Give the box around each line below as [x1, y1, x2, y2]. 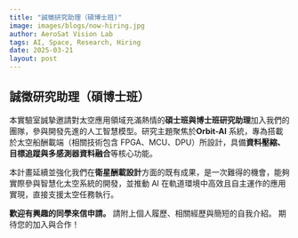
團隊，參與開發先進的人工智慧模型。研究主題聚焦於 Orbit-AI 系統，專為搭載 [9, 125, 284, 136]
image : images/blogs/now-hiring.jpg [9, 21, 145, 30]
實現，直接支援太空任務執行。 [9, 188, 118, 200]
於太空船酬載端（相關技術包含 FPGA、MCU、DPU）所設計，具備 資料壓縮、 [9, 137, 286, 147]
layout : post [9, 54, 58, 63]
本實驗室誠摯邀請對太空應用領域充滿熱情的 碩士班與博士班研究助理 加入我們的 [9, 115, 290, 125]
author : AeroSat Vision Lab [9, 29, 114, 38]
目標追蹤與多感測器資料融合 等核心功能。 [9, 147, 157, 158]
